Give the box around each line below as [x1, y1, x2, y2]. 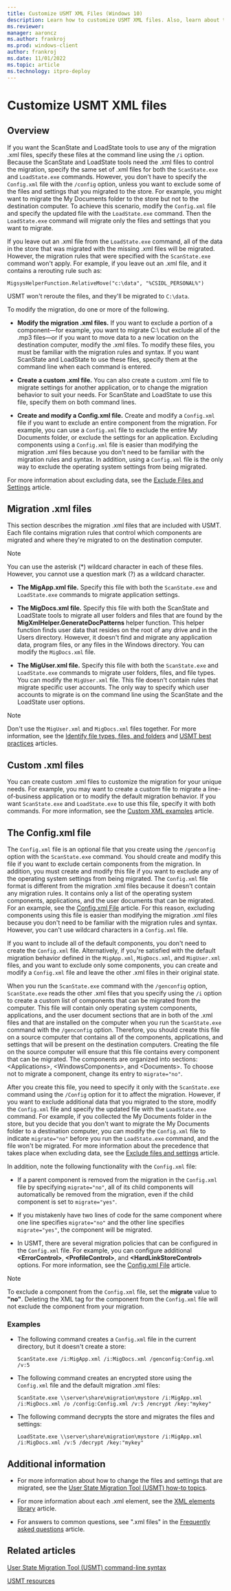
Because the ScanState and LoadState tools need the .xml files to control [7, 158, 214, 166]
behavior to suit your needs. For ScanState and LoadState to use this [16, 390, 212, 398]
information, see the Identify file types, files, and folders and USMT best [7, 732, 212, 740]
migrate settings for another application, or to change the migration [16, 383, 208, 392]
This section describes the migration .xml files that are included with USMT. [7, 521, 221, 529]
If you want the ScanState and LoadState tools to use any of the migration [7, 143, 217, 152]
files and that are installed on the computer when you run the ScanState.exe [7, 1018, 222, 1026]
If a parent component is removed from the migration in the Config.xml [16, 1175, 218, 1184]
